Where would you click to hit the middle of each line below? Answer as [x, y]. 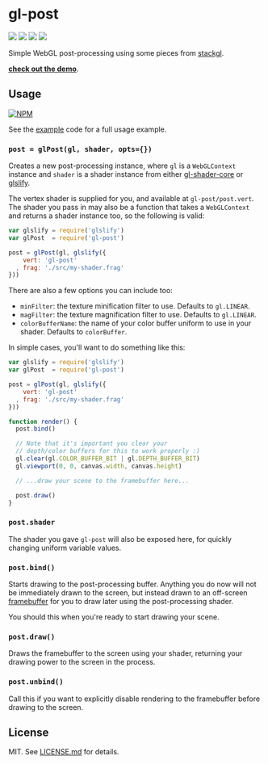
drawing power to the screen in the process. [82, 662]
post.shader [32, 523]
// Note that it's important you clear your [92, 444]
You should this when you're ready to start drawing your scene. [114, 617]
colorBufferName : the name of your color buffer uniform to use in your [136, 323]
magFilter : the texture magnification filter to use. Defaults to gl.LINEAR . [138, 315]
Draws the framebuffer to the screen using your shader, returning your [126, 653]
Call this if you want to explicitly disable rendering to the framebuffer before [134, 699]
